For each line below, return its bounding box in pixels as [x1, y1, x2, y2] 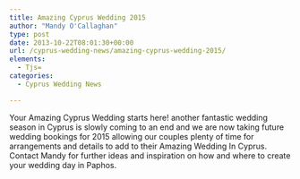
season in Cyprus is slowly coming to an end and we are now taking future [9, 122, 285, 132]
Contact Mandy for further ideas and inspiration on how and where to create [9, 149, 291, 161]
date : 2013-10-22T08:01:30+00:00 [9, 38, 134, 47]
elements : [9, 55, 47, 64]
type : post [9, 30, 50, 38]
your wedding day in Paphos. [9, 159, 117, 170]
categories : [9, 72, 54, 81]
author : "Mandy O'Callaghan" [9, 21, 118, 30]
